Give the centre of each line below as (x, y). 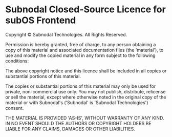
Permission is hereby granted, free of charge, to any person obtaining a (81, 44)
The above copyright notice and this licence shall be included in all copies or (86, 71)
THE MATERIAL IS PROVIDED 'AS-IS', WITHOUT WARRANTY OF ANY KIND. (85, 118)
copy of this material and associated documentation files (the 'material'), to (84, 50)
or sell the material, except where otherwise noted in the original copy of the (86, 97)
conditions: (17, 61)
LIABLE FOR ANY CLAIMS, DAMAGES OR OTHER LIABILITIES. (70, 129)
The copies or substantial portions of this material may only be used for (81, 86)
